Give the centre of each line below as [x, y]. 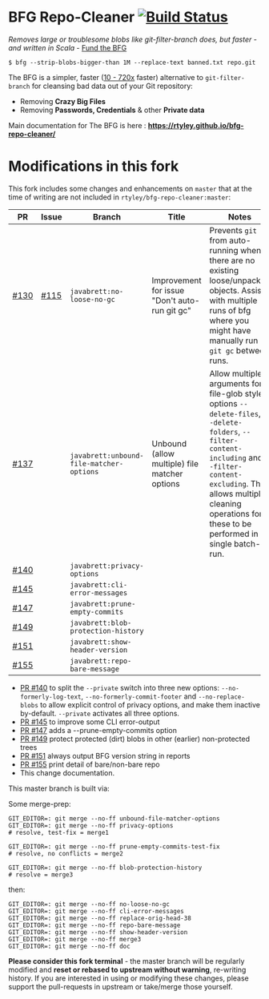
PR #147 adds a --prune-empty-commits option [98, 730]
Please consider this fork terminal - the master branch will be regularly [126, 961]
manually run [234, 340]
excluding [228, 484]
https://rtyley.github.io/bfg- [196, 125]
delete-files [234, 414]
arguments [230, 383]
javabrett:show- [101, 642]
